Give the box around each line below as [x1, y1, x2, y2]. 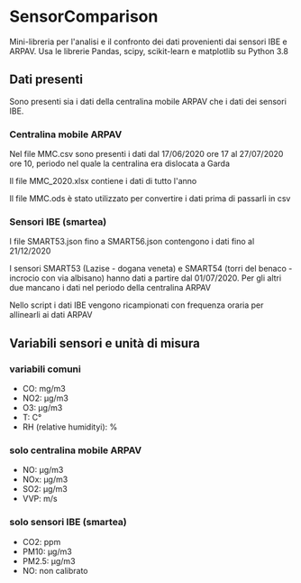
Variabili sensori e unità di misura [9, 336, 201, 351]
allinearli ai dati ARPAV [9, 310, 93, 320]
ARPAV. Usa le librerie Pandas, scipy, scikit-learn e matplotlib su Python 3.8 [9, 45, 288, 56]
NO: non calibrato [22, 565, 88, 576]
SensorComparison [9, 6, 159, 27]
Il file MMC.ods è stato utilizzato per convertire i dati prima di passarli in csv [9, 193, 291, 204]
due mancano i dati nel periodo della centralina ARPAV [9, 282, 212, 293]
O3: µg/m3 [22, 403, 63, 413]
